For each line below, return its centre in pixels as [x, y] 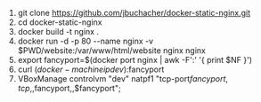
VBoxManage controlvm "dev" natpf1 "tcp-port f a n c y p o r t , [123, 78]
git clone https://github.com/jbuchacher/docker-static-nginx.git [134, 13]
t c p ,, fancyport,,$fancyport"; [69, 88]
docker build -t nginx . [58, 31]
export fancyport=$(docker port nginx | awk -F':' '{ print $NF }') [135, 60]
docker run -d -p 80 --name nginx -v [86, 41]
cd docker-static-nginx [60, 22]
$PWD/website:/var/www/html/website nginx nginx [112, 51]
